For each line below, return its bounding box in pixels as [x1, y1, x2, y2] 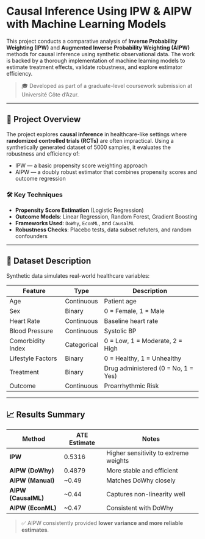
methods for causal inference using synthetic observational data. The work [6, 50, 195, 57]
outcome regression [15, 175, 66, 182]
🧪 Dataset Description [6, 256, 92, 266]
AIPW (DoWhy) [9, 466, 54, 474]
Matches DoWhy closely [106, 476, 176, 485]
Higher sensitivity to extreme [106, 449, 189, 457]
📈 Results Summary [6, 410, 85, 420]
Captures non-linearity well [106, 490, 185, 498]
